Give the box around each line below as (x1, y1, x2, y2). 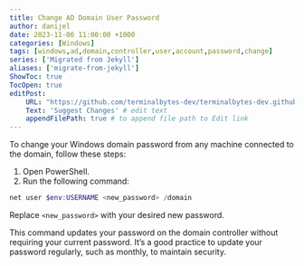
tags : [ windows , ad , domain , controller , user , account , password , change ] (9, 47, 273, 56)
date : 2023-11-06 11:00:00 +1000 (9, 30, 136, 39)
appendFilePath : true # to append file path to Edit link (25, 114, 249, 123)
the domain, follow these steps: (9, 148, 127, 159)
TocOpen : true (9, 81, 63, 90)
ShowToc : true (9, 72, 63, 81)
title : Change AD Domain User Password (9, 13, 160, 23)
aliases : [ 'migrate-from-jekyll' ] (9, 64, 140, 73)
